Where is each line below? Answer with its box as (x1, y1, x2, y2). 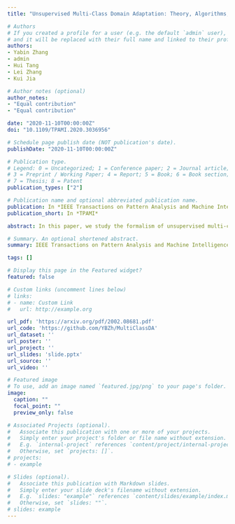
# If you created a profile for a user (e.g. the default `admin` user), (7, 29, 227, 36)
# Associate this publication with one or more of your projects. (7, 428, 211, 435)
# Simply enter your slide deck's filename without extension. (7, 486, 201, 494)
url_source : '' (7, 357, 52, 364)
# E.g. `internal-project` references (7, 441, 127, 448)
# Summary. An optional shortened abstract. (7, 235, 139, 242)
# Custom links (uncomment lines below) (7, 286, 127, 293)
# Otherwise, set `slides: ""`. (7, 499, 108, 506)
